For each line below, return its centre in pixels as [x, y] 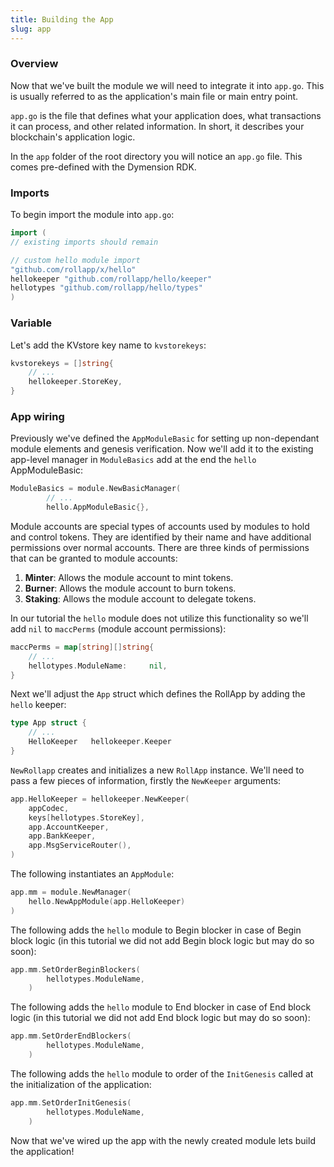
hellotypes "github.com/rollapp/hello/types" [106, 288]
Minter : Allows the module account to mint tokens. [129, 577]
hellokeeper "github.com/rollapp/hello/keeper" [111, 279]
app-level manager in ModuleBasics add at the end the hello [133, 460]
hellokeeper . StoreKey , [75, 382]
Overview [34, 64]
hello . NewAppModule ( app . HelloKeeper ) [107, 901]
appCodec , [49, 808]
